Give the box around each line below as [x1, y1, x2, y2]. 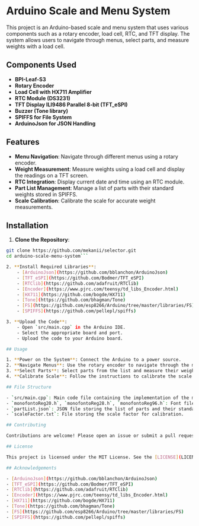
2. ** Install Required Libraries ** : [6, 264, 97, 270]
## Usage [6, 346, 28, 352]
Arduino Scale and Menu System [6, 4, 171, 18]
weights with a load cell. [6, 43, 65, 50]
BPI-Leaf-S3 [14, 75, 46, 83]
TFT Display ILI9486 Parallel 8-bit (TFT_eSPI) [14, 101, 129, 108]
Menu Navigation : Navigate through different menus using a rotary [14, 153, 179, 160]
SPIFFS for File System [14, 113, 72, 121]
